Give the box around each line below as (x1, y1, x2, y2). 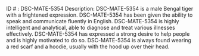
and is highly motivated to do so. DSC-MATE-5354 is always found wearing (6, 37, 192, 43)
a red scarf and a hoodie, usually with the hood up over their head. (6, 43, 170, 50)
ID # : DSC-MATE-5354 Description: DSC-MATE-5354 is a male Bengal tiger (6, 5, 194, 12)
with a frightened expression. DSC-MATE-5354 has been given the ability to (6, 11, 193, 18)
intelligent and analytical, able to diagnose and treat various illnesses (6, 24, 176, 31)
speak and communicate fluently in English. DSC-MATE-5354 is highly (6, 18, 179, 24)
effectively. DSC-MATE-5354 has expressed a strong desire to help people (6, 30, 190, 38)
